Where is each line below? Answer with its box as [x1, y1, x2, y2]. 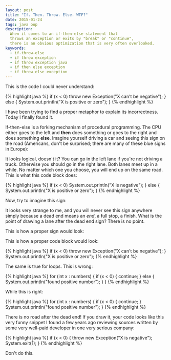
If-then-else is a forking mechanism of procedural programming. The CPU [5, 124, 162, 130]
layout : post [5, 7, 33, 13]
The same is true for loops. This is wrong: [5, 263, 93, 269]
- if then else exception [10, 65, 66, 70]
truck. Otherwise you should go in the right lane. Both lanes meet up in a [5, 161, 158, 167]
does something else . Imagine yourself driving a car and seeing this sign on [5, 135, 165, 141]
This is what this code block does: [5, 172, 78, 178]
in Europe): [5, 146, 29, 152]
